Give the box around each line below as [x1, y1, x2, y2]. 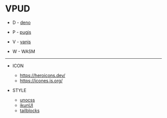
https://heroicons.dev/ [19, 72, 66, 78]
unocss [19, 97, 35, 103]
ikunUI [19, 102, 33, 108]
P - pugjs [12, 29, 31, 35]
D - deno [12, 19, 31, 25]
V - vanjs [12, 38, 31, 45]
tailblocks [19, 108, 40, 114]
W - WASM [12, 48, 36, 54]
